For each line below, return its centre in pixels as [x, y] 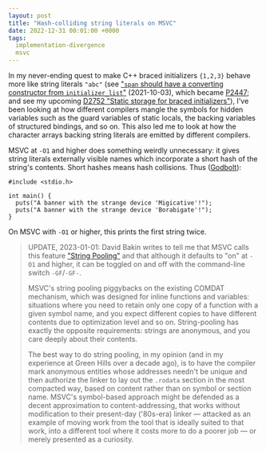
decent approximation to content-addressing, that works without [134, 405]
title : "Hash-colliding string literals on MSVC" [93, 23]
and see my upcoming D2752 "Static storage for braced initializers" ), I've [129, 101]
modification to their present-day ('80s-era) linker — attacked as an [139, 414]
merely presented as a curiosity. [81, 439]
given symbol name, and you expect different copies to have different [142, 313]
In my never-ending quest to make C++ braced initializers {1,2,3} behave [129, 75]
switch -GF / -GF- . [54, 273]
